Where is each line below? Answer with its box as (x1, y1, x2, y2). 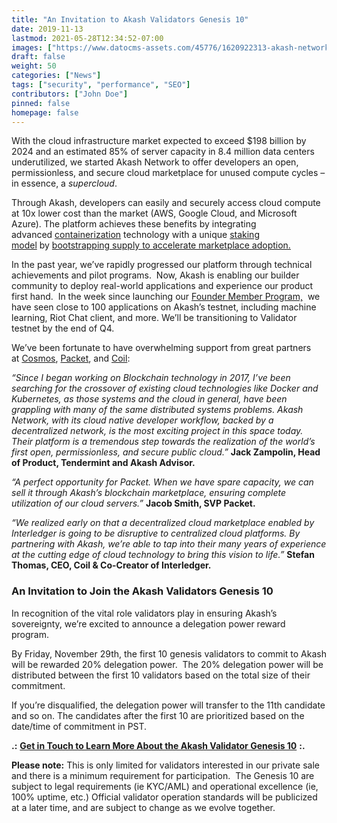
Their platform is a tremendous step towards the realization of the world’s (11, 436, 316, 448)
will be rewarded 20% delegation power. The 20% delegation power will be (11, 658, 324, 670)
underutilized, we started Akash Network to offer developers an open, (11, 156, 299, 168)
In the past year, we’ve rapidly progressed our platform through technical (11, 259, 313, 271)
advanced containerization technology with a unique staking (11, 229, 260, 241)
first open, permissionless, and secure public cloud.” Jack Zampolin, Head (11, 446, 321, 458)
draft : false (11, 52, 66, 62)
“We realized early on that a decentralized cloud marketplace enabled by (11, 517, 315, 529)
